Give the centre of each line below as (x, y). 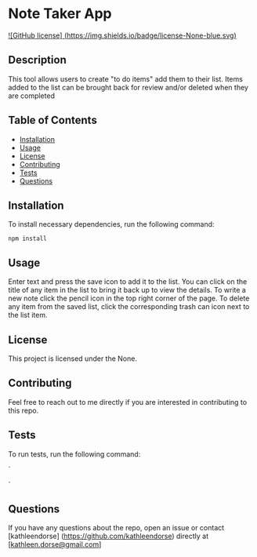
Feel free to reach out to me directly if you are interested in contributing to (128, 402)
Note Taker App (60, 14)
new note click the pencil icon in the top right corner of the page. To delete (129, 298)
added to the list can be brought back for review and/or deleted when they (128, 87)
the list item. (28, 315)
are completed (31, 96)
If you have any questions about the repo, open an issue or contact (116, 528)
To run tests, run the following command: (74, 454)
